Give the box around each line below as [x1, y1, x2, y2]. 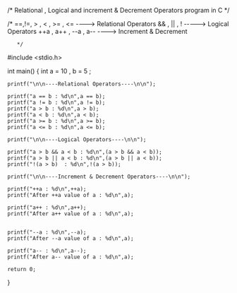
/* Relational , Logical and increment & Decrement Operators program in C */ [7, 6, 230, 14]
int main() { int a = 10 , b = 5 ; [7, 67, 92, 75]
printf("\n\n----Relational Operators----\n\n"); [7, 80, 157, 88]
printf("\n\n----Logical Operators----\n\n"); [7, 136, 147, 143]
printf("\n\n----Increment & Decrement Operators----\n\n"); [7, 173, 191, 180]
